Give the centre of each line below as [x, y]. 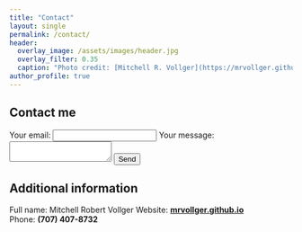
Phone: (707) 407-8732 [54, 219]
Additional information [74, 188]
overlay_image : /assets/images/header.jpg [98, 51]
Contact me [43, 113]
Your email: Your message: [112, 135]
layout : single [38, 26]
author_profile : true [50, 76]
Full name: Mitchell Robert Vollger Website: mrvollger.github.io [127, 210]
